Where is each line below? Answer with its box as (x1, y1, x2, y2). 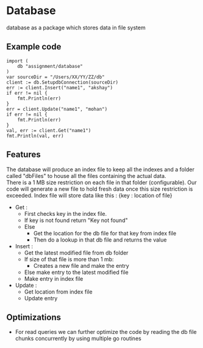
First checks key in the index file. (24, 210, 107, 217)
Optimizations (6, 312, 61, 322)
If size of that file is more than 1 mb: (24, 255, 114, 263)
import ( (6, 57, 29, 64)
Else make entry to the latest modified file (24, 268, 129, 276)
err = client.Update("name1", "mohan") (6, 106, 108, 112)
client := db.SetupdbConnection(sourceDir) (6, 79, 119, 86)
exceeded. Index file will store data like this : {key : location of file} (6, 191, 173, 199)
